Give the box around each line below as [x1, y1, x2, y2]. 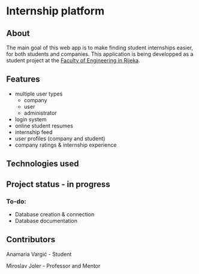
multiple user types [14, 90, 63, 97]
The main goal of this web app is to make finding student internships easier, [6, 44, 194, 51]
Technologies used [6, 159, 79, 169]
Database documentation [14, 217, 78, 224]
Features [6, 74, 40, 85]
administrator [23, 109, 57, 117]
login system [14, 115, 47, 123]
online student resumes [14, 122, 74, 129]
